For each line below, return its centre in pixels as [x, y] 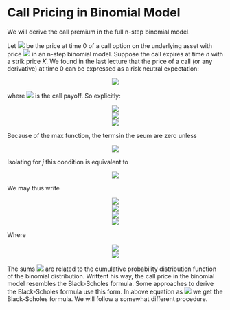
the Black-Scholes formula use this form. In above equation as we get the [115, 291]
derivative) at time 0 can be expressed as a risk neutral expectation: [103, 68]
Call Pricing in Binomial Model [94, 13]
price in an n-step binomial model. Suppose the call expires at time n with [115, 54]
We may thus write [34, 188]
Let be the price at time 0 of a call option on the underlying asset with [110, 45]
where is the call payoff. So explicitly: [64, 96]
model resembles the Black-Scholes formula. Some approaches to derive [111, 283]
